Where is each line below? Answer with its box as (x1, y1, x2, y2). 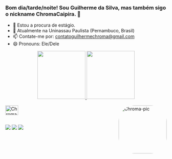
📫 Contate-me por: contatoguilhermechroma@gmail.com (12, 33, 135, 39)
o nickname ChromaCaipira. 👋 (5, 10, 81, 17)
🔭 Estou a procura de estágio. (12, 22, 76, 28)
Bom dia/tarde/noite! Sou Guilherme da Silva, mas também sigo (5, 4, 166, 11)
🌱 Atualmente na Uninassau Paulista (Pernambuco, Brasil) (12, 28, 135, 34)
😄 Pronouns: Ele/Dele (12, 41, 60, 47)
